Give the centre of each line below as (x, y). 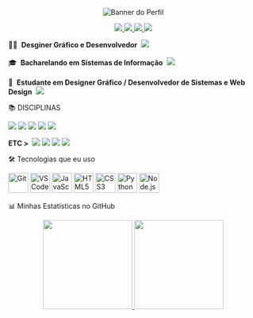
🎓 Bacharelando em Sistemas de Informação (86, 62)
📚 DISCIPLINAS (34, 108)
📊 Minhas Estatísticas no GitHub (62, 206)
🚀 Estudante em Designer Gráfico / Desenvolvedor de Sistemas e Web (127, 82)
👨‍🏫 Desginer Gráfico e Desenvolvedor (73, 45)
